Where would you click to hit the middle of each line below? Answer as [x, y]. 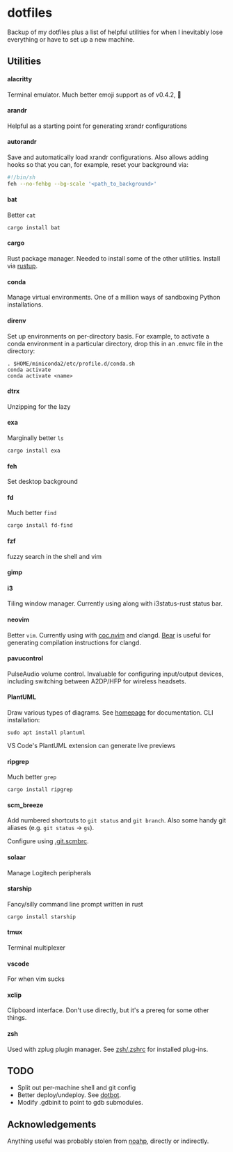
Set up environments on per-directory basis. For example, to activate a [109, 336]
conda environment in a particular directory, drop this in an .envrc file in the [115, 343]
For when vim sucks [36, 979]
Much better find [32, 513]
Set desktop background [42, 482]
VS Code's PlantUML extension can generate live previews [91, 745]
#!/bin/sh [22, 177]
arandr [17, 111]
